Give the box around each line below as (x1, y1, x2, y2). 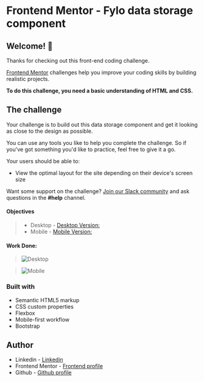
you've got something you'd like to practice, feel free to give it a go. (6, 146, 176, 153)
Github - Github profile (15, 369, 72, 377)
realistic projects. (6, 76, 50, 82)
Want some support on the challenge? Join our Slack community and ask (6, 187, 190, 195)
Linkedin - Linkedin (15, 356, 63, 363)
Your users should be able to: (6, 157, 80, 164)
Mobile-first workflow (15, 316, 70, 323)
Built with (6, 283, 35, 291)
